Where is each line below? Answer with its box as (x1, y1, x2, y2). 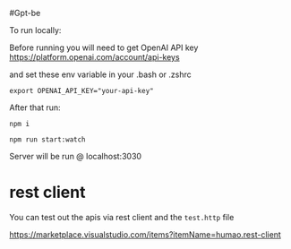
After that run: (9, 102, 61, 113)
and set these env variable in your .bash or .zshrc (9, 69, 192, 80)
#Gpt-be (9, 8, 41, 18)
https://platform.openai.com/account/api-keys (9, 52, 181, 62)
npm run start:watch (9, 135, 87, 144)
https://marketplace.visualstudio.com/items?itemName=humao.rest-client (9, 228, 282, 240)
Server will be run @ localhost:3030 (9, 151, 141, 161)
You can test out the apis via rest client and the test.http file (9, 211, 235, 222)
